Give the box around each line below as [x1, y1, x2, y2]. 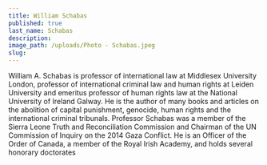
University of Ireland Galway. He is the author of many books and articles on [8, 97, 260, 106]
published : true [8, 19, 62, 27]
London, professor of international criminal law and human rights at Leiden [8, 79, 254, 89]
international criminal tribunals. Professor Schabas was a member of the [8, 114, 246, 123]
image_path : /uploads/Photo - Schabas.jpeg [8, 42, 156, 50]
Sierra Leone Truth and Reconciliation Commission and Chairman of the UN [8, 122, 257, 131]
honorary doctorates [8, 147, 76, 157]
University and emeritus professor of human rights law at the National [8, 88, 238, 97]
